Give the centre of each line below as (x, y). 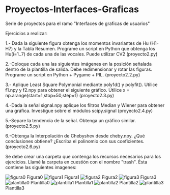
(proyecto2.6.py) (23, 147)
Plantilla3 (15, 188)
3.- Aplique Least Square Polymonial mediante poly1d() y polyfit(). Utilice (81, 85)
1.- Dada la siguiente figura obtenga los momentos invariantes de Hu (77, 43)
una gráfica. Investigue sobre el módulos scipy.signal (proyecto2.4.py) (79, 110)
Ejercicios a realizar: (26, 33)
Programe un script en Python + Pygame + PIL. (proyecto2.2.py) (73, 74)
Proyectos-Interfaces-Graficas (72, 9)
